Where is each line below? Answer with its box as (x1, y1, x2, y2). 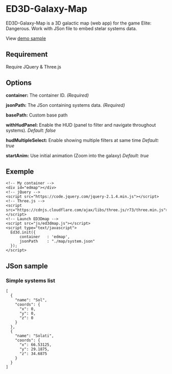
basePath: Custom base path (6, 112, 68, 118)
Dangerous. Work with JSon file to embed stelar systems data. (6, 25, 137, 31)
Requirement (6, 50, 48, 59)
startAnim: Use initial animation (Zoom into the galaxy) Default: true (6, 152, 149, 158)
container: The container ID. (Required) (6, 92, 89, 98)
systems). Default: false (6, 127, 56, 133)
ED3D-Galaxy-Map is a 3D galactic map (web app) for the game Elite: (6, 20, 152, 26)
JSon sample (6, 262, 48, 270)
